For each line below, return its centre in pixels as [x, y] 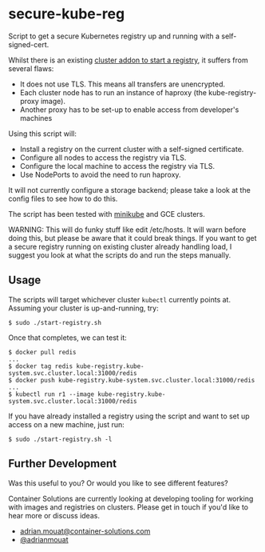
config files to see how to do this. [63, 198]
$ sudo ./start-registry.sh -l [60, 439]
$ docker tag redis [41, 366]
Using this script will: [43, 134]
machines [36, 118]
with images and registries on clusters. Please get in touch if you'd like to [129, 507]
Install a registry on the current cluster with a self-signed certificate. [132, 149]
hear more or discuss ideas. [54, 515]
